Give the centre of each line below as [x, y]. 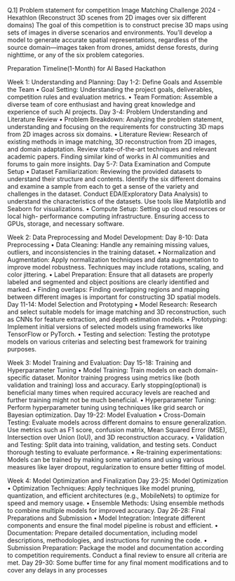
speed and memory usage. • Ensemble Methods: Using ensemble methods [116, 503]
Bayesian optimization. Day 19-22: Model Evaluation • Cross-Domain [106, 415]
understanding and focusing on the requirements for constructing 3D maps [116, 127]
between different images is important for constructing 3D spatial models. [114, 297]
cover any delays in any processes [57, 570]
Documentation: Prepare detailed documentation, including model [102, 533]
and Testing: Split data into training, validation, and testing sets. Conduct [112, 445]
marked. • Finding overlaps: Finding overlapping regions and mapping [108, 289]
